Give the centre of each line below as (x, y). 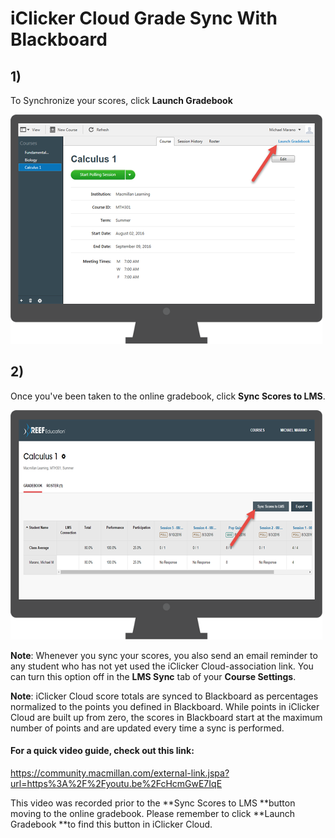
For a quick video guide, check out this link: (102, 751)
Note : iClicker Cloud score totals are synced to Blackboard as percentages (164, 696)
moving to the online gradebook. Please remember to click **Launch (153, 814)
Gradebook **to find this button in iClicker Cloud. (111, 824)
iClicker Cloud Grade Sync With (144, 18)
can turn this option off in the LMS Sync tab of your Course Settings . (153, 676)
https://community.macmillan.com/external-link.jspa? (120, 773)
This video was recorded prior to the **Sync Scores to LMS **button (153, 803)
